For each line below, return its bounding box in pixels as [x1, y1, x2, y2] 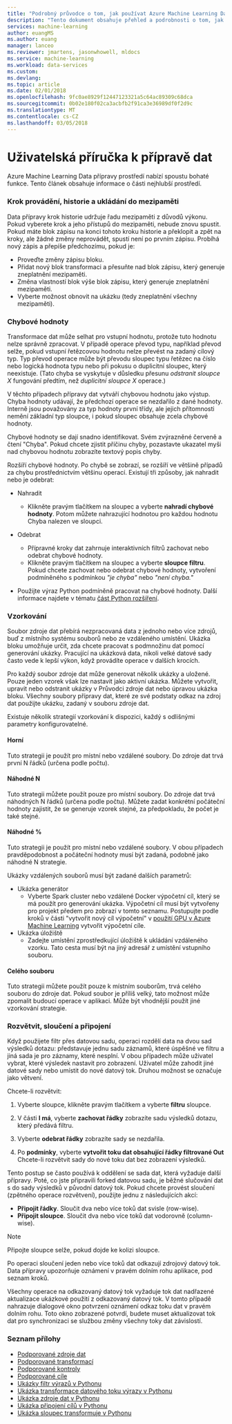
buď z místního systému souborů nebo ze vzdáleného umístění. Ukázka [7, 635, 211, 643]
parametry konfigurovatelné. [7, 720, 88, 729]
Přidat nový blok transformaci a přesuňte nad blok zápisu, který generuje [17, 262, 225, 271]
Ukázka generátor [17, 884, 69, 893]
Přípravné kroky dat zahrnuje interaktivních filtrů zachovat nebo [27, 544, 209, 552]
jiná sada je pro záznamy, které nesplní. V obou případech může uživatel [7, 1052, 213, 1060]
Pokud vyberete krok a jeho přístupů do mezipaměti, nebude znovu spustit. [7, 219, 221, 228]
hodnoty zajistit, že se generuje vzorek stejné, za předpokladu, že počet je [7, 804, 220, 813]
